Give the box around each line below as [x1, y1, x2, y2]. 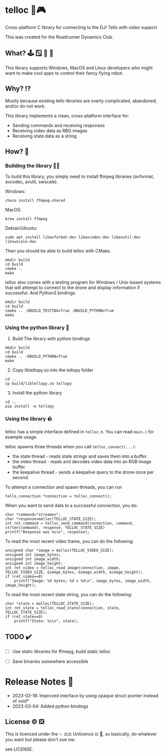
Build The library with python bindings [12, 335, 90, 342]
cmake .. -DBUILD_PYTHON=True [5, 354, 68, 359]
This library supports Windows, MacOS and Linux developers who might [5, 65, 153, 71]
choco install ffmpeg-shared [5, 198, 65, 203]
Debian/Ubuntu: [5, 225, 38, 231]
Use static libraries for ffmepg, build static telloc [12, 648, 111, 654]
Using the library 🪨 [5, 415, 53, 422]
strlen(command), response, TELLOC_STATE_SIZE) [5, 525, 106, 530]
